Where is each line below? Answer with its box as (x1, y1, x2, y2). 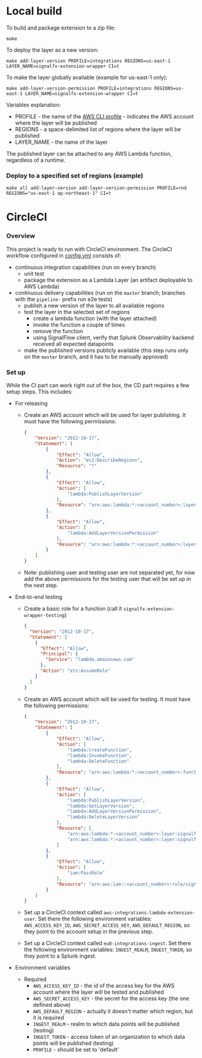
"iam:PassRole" (67, 870, 105, 876)
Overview (6, 232, 35, 240)
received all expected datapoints (32, 340, 114, 347)
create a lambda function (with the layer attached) (32, 315, 158, 322)
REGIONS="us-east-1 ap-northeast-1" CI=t (6, 191, 112, 197)
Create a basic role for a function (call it (23, 605, 122, 612)
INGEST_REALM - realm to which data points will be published (32, 1021, 180, 1028)
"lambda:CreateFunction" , (67, 747, 132, 753)
